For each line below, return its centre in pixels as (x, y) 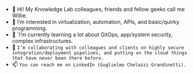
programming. (29, 28)
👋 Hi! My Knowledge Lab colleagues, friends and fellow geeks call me (98, 9)
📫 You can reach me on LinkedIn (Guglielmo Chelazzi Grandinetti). (99, 64)
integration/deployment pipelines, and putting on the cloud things (100, 53)
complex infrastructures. (42, 41)
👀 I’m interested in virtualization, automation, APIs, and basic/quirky (96, 22)
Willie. (20, 16)
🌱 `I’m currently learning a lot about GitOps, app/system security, (92, 35)
